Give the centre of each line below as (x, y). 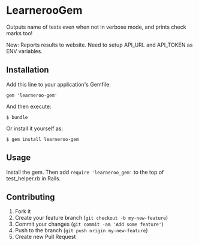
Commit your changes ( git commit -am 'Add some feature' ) (89, 224)
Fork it (23, 211)
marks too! (19, 33)
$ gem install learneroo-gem (43, 139)
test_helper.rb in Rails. (34, 178)
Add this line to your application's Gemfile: (58, 84)
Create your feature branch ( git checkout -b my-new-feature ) (91, 218)
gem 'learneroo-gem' (32, 95)
